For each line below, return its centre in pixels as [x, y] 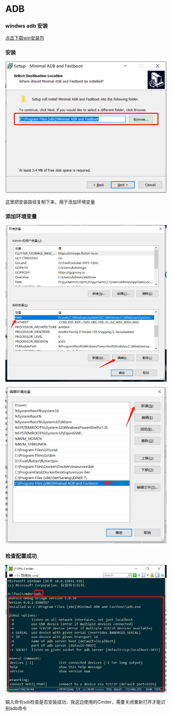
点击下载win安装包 [25, 38]
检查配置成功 [21, 556]
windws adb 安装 [27, 26]
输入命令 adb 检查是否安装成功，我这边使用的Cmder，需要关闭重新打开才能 [83, 702]
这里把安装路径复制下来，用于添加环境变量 [50, 202]
